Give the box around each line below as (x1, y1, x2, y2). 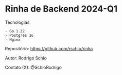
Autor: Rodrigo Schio (5, 55, 47, 61)
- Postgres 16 (5, 33, 34, 38)
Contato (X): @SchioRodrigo (5, 64, 62, 70)
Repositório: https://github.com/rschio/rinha (5, 45, 93, 51)
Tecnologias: (5, 19, 31, 25)
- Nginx (5, 37, 21, 42)
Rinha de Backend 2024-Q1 (5, 3, 118, 15)
